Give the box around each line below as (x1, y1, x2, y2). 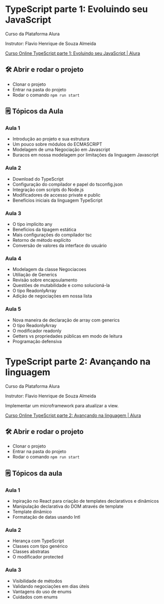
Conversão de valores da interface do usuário (12, 242, 107, 249)
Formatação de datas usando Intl (12, 514, 81, 520)
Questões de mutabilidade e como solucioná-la (12, 282, 110, 288)
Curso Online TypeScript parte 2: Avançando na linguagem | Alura (5, 412, 141, 418)
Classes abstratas (12, 548, 49, 555)
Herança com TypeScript (12, 538, 64, 544)
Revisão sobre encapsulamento (12, 277, 77, 283)
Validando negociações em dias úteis (12, 583, 89, 589)
